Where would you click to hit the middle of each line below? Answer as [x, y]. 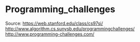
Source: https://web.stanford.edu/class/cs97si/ [54, 23]
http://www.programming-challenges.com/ [50, 34]
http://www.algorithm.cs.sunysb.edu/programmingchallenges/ [70, 28]
